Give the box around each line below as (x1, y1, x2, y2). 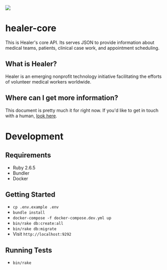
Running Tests (5, 246, 52, 255)
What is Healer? (5, 59, 57, 69)
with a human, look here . (5, 113, 57, 119)
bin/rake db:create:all (12, 221, 64, 226)
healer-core (5, 23, 57, 34)
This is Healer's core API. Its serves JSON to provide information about (5, 39, 155, 46)
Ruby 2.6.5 (12, 164, 36, 171)
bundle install (12, 210, 45, 215)
